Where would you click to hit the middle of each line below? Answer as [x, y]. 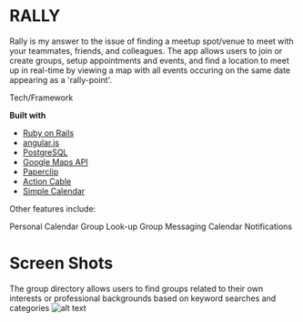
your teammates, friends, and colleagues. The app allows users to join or [146, 50]
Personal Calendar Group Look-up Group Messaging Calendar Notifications [151, 226]
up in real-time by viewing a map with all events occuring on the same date [150, 70]
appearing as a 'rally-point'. [61, 79]
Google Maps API [55, 161]
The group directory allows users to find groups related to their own [136, 288]
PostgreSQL [45, 152]
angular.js [41, 142]
